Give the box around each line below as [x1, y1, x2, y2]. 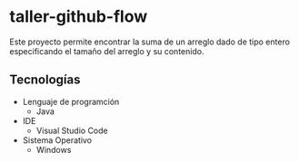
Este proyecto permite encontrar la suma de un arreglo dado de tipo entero [9, 36, 291, 47]
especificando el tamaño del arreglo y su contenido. [9, 45, 204, 56]
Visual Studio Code [35, 125, 108, 136]
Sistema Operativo [22, 134, 93, 146]
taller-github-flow [9, 6, 148, 27]
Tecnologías [9, 72, 81, 88]
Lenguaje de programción [22, 96, 120, 107]
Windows [35, 144, 72, 155]
